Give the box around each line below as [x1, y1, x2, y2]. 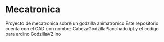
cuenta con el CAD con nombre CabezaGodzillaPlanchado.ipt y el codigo [5, 25, 159, 31]
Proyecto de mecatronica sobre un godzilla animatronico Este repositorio [5, 20, 159, 26]
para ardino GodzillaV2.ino [5, 31, 61, 37]
